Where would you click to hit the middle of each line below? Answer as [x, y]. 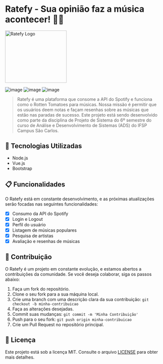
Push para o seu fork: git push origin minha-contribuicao [72, 319]
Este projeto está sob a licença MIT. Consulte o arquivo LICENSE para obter [81, 352]
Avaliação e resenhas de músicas [46, 241]
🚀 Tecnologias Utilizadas [43, 146]
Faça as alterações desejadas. [43, 309]
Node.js [20, 158]
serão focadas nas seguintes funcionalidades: [52, 204]
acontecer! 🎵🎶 [35, 19]
